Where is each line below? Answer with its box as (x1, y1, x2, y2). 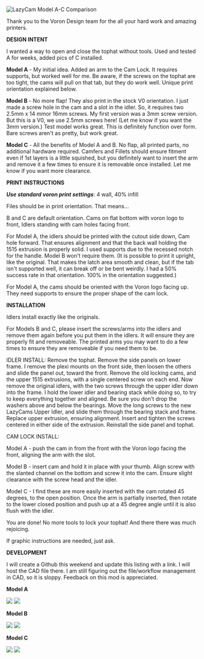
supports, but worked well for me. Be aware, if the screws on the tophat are (6, 72, 196, 79)
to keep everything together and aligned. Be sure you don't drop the (6, 395, 177, 402)
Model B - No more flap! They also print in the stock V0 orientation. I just (6, 97, 189, 104)
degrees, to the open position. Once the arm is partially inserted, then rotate (6, 494, 197, 501)
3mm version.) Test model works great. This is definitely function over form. (6, 123, 197, 130)
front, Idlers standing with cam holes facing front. (6, 221, 130, 228)
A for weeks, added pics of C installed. (6, 54, 104, 61)
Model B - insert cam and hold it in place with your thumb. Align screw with (6, 463, 195, 470)
